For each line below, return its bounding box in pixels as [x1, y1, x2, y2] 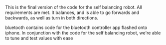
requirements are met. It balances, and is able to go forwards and [5, 9, 140, 15]
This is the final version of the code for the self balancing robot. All [5, 4, 142, 10]
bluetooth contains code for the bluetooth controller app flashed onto [5, 24, 148, 30]
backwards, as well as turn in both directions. [5, 15, 99, 20]
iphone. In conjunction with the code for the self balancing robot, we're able [5, 30, 161, 35]
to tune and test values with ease [5, 35, 73, 41]
